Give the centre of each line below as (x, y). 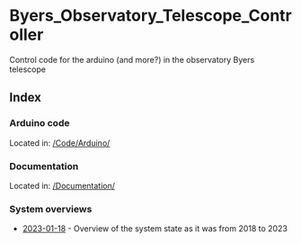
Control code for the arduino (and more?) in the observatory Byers (132, 59)
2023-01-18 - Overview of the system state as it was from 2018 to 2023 (155, 229)
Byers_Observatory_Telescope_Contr (150, 16)
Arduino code (40, 123)
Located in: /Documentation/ (62, 185)
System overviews (51, 209)
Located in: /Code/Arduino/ (60, 143)
